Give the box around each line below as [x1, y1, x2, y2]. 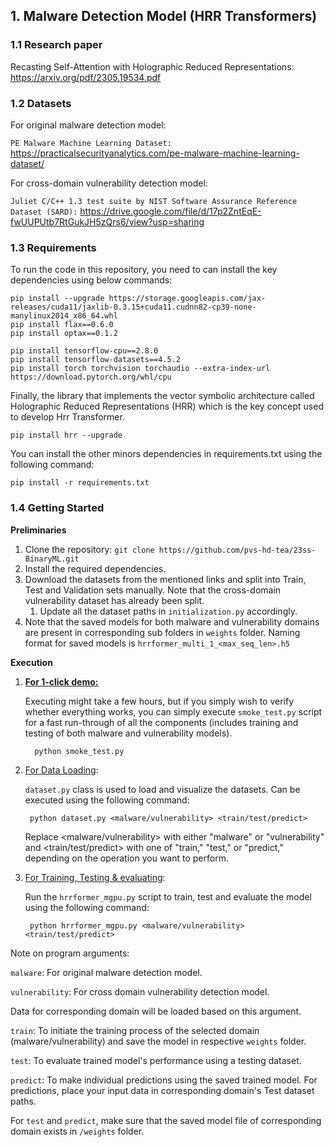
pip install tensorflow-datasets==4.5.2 [10, 355, 182, 365]
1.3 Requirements [10, 240, 97, 254]
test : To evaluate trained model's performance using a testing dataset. [10, 1054, 302, 1066]
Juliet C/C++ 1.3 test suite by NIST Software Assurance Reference [10, 196, 298, 206]
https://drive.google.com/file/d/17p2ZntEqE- [79, 205, 262, 217]
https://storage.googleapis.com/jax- [108, 294, 267, 304]
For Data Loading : [24, 764, 99, 776]
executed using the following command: [24, 794, 190, 806]
